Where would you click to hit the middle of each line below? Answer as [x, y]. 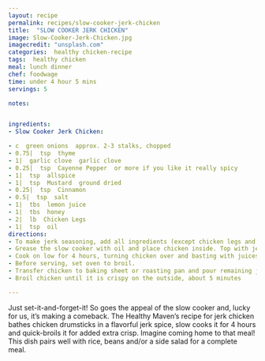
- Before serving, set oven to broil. [72, 264]
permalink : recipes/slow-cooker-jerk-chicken [84, 23]
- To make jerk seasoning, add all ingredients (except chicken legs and [132, 242]
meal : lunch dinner [40, 67]
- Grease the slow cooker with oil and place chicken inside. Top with [128, 249]
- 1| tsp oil [33, 227]
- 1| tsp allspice [42, 175]
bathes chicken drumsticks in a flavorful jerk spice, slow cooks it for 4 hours [132, 324]
